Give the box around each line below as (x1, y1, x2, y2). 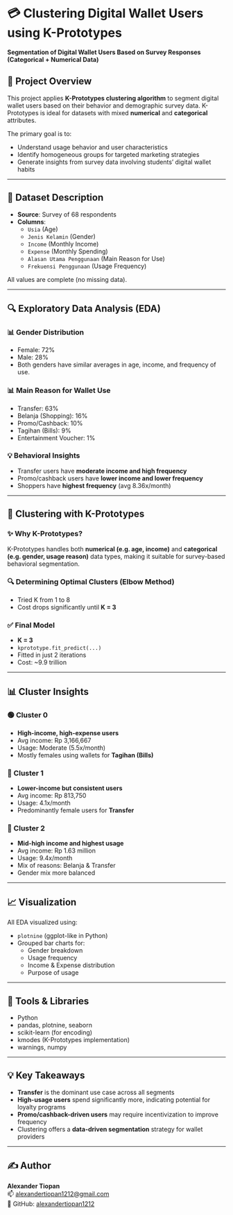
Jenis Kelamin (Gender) (27, 232, 96, 240)
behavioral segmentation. (7, 560, 80, 568)
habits (17, 165, 35, 174)
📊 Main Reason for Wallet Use (7, 386, 111, 396)
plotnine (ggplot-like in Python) (17, 932, 108, 940)
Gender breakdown (27, 946, 83, 955)
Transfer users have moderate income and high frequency (17, 467, 187, 475)
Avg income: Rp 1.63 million (17, 846, 96, 855)
